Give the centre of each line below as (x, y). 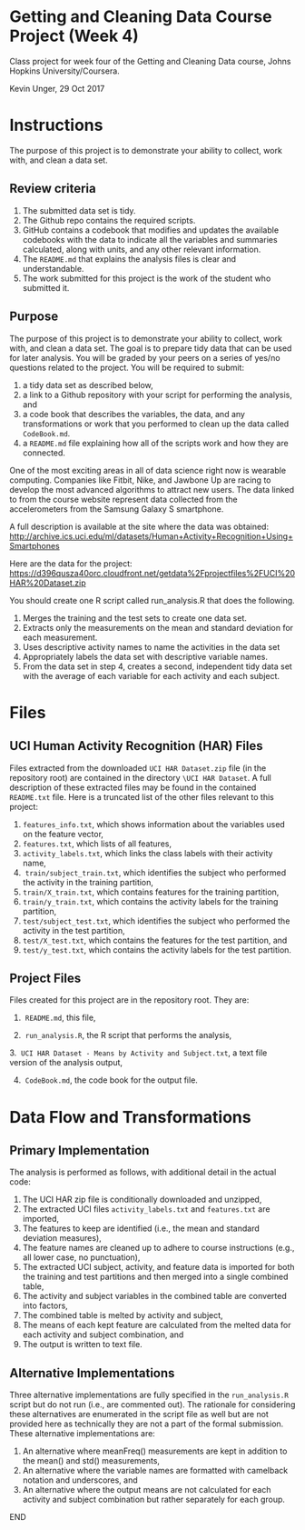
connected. (44, 453)
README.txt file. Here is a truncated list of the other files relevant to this (142, 796)
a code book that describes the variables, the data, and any (133, 414)
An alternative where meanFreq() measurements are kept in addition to (155, 1451)
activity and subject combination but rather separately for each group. (154, 1500)
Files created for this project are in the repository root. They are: (129, 1000)
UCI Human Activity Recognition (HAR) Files (136, 746)
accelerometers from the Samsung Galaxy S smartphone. (117, 509)
